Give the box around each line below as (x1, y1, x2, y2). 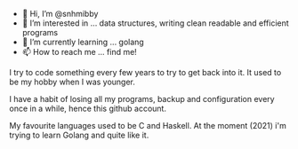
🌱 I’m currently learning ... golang (21, 36, 144, 47)
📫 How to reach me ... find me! (21, 47, 138, 57)
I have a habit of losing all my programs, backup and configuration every (9, 94, 275, 104)
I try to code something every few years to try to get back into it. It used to (9, 67, 282, 77)
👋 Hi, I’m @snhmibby (21, 9, 99, 19)
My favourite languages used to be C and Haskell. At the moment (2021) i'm (9, 121, 286, 130)
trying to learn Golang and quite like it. (9, 129, 149, 140)
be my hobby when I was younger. (9, 76, 136, 87)
